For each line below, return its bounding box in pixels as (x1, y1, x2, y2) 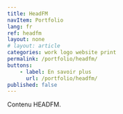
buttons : (7, 62, 33, 69)
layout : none (7, 36, 45, 43)
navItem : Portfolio (7, 17, 64, 24)
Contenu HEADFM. (7, 100, 61, 108)
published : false (7, 81, 58, 88)
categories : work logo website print (7, 49, 117, 56)
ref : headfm (7, 29, 42, 37)
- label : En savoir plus (19, 68, 92, 75)
